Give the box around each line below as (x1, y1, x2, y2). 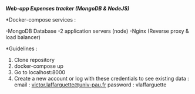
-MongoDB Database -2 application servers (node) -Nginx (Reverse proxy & (5, 27, 189, 34)
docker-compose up (14, 62, 64, 69)
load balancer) (5, 34, 41, 40)
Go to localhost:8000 (14, 69, 66, 75)
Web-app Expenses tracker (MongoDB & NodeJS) (5, 5, 130, 12)
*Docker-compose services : (5, 16, 76, 23)
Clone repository (14, 57, 55, 63)
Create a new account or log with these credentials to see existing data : (14, 75, 189, 82)
